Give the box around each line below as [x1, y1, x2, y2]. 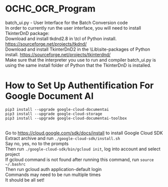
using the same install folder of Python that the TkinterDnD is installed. [5, 62, 152, 68]
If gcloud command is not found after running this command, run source [5, 156, 154, 162]
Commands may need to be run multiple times [5, 171, 101, 177]
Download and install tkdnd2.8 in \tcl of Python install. [5, 36, 117, 42]
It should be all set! [5, 176, 45, 183]
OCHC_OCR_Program [5, 3, 96, 15]
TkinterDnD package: [5, 30, 49, 36]
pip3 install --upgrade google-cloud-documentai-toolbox [5, 116, 127, 121]
